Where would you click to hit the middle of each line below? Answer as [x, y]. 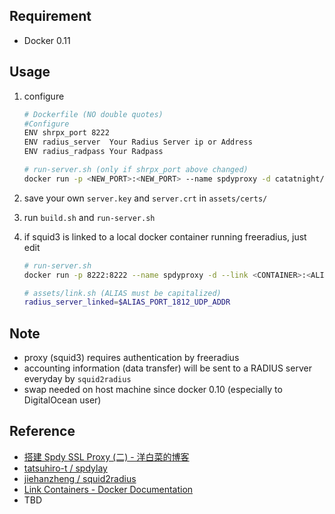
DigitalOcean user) [62, 400]
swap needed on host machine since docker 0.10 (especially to [153, 390]
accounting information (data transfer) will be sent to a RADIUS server [167, 368]
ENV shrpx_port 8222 [66, 133]
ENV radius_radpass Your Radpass [93, 152]
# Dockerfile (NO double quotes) [93, 114]
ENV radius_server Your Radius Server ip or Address [138, 142]
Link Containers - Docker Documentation [108, 489]
